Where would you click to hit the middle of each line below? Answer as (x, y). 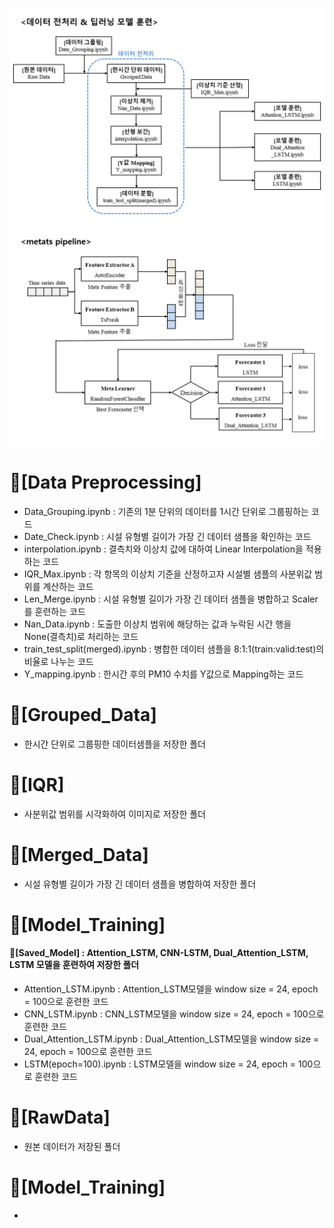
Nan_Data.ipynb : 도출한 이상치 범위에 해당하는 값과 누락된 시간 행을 (157, 624)
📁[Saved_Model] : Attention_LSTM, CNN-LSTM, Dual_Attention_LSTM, (159, 953)
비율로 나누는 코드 (58, 661)
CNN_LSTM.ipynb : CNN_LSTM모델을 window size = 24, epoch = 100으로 (174, 1014)
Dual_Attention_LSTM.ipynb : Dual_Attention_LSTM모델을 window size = (171, 1039)
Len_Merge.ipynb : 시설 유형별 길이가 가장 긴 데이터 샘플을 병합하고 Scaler (171, 599)
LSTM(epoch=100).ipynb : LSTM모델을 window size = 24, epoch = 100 (168, 1064)
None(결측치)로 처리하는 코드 (81, 636)
